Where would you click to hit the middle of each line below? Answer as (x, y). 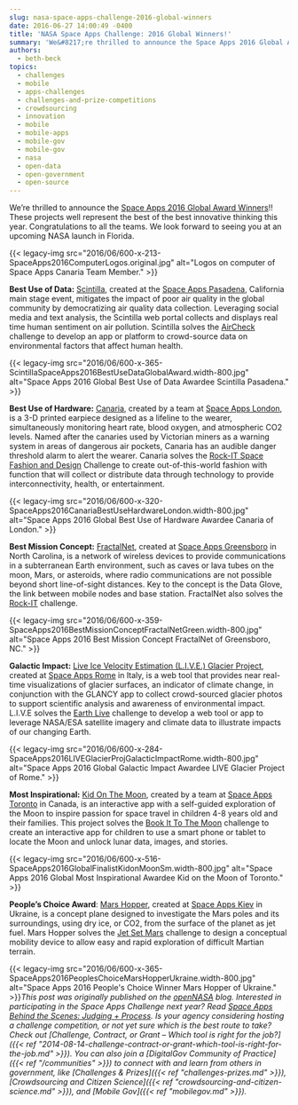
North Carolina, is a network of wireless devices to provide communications (148, 556)
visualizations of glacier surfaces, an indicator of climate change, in (150, 685)
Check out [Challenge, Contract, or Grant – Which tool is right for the (135, 1035)
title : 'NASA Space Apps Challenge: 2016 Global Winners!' (121, 34)
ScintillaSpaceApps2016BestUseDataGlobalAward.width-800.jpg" (129, 373)
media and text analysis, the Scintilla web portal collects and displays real (143, 318)
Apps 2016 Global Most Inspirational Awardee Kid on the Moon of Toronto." (146, 878)
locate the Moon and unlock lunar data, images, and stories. (119, 842)
